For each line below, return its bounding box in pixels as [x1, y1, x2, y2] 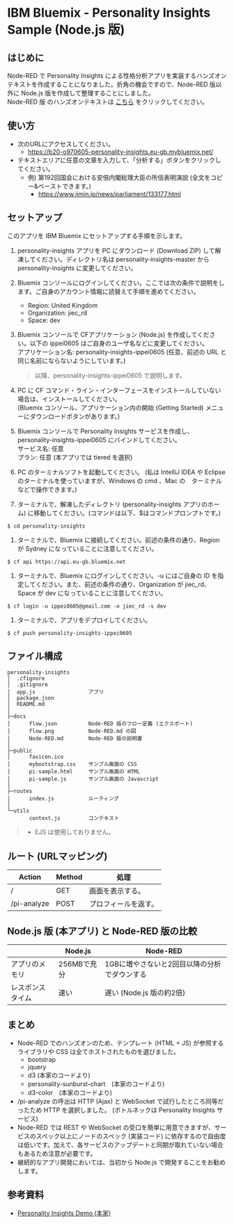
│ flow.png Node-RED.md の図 [7, 728, 136, 735]
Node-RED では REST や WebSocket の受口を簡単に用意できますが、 [17, 1123, 214, 1131]
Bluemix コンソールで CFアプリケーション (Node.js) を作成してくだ [17, 330, 210, 338]
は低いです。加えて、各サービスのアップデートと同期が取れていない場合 [17, 1140, 224, 1149]
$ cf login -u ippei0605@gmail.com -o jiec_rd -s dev [7, 602, 167, 610]
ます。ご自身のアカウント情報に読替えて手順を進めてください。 [17, 287, 200, 295]
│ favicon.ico [7, 753, 64, 760]
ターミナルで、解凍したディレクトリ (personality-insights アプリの [17, 500, 208, 508]
